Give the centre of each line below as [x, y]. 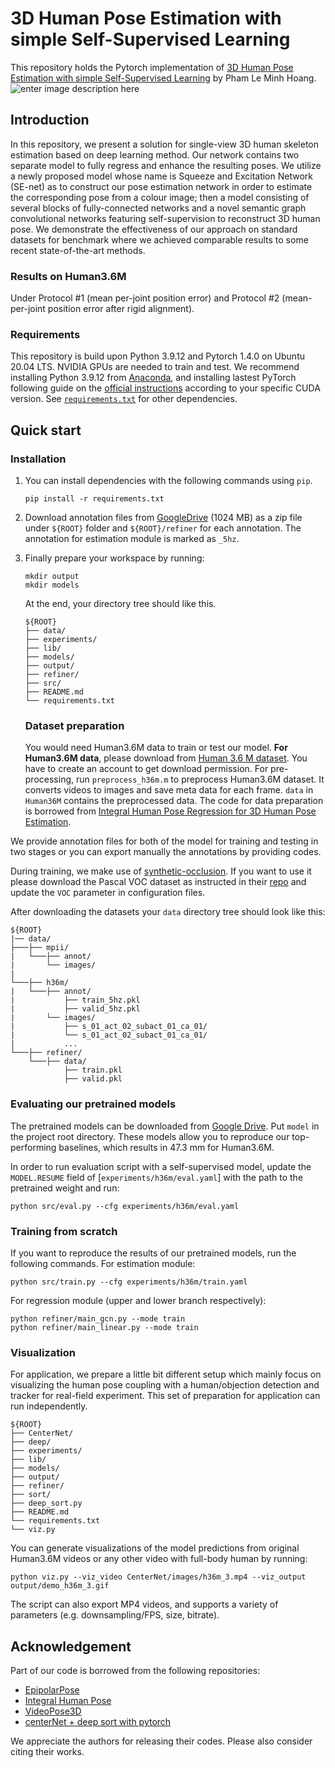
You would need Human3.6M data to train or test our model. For [156, 748]
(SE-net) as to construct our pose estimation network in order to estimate [161, 186]
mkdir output [52, 577]
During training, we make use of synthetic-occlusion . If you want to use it [161, 871]
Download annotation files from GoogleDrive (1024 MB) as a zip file [163, 518]
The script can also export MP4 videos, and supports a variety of [144, 1604]
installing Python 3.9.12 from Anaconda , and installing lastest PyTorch [153, 378]
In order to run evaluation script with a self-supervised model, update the [161, 1166]
